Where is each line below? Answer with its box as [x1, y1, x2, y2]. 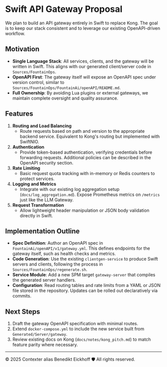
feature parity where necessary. [12, 342, 78, 348]
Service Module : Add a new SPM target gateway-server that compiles [12, 272, 156, 278]
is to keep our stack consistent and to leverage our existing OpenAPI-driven [5, 25, 161, 31]
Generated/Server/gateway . [12, 331, 68, 337]
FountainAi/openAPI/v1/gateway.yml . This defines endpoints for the [12, 245, 150, 252]
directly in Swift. [19, 212, 53, 218]
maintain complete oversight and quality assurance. [12, 95, 118, 101]
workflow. [5, 30, 25, 36]
